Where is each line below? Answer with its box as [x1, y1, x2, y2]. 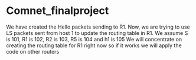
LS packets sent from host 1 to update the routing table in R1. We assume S [6, 29, 188, 36]
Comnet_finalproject [6, 4, 109, 17]
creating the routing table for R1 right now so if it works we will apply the [6, 42, 182, 49]
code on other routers [6, 48, 60, 55]
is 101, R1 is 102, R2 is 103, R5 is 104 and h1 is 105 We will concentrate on [6, 36, 182, 43]
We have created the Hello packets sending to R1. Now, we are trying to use [6, 23, 190, 30]
